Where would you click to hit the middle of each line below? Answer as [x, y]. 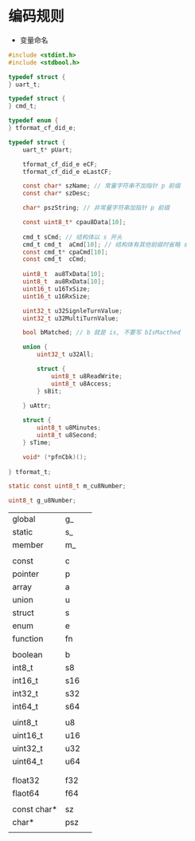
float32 [26, 780]
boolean [27, 655]
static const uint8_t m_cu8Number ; [67, 486]
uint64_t [28, 761]
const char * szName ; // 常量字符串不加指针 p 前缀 [101, 186]
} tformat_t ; [30, 472]
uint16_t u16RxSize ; [57, 296]
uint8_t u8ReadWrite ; [87, 376]
